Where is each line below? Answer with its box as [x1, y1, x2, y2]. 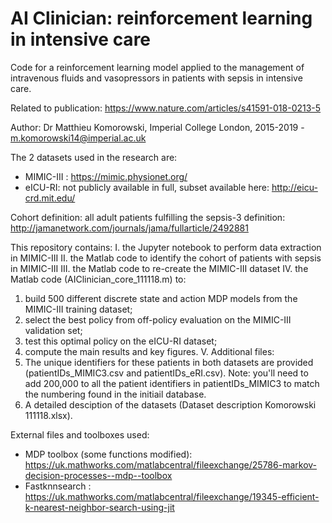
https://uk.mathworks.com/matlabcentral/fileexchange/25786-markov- [24, 458, 318, 471]
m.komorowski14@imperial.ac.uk [10, 132, 147, 144]
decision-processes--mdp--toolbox [24, 469, 173, 481]
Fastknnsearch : [24, 480, 92, 492]
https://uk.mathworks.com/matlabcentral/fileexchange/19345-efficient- [24, 490, 320, 502]
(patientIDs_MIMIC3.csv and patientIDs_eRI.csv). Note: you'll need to [24, 367, 309, 379]
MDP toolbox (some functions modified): [24, 448, 193, 460]
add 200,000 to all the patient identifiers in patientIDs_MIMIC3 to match [24, 377, 320, 389]
